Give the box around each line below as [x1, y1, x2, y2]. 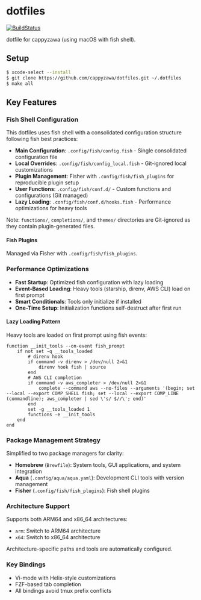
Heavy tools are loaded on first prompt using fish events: [6, 331, 147, 339]
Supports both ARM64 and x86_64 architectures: [6, 516, 128, 523]
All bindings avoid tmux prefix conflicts [14, 587, 112, 594]
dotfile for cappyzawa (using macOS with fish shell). [6, 36, 136, 43]
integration [14, 468, 42, 475]
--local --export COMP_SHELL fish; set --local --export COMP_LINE [6, 390, 179, 396]
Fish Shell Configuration [6, 115, 79, 123]
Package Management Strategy [6, 436, 101, 444]
